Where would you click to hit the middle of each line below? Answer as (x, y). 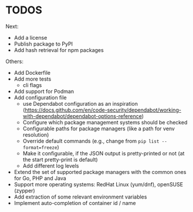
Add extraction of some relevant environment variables (80, 197)
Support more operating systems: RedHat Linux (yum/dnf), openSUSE (98, 184)
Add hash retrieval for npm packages (59, 50)
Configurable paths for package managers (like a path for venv (99, 128)
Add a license (31, 37)
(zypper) (25, 190)
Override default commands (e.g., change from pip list (91, 141)
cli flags (32, 85)
